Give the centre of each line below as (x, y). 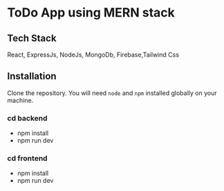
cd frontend (27, 159)
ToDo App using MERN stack (91, 13)
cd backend (27, 118)
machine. (20, 100)
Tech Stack (32, 38)
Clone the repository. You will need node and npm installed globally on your (112, 93)
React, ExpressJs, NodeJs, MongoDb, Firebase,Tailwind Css (93, 54)
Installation (32, 76)
